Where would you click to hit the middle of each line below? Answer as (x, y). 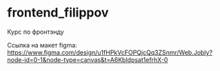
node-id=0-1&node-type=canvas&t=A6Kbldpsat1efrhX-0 (88, 59)
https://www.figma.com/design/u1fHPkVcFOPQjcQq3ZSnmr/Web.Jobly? (110, 52)
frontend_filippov (58, 13)
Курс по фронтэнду (36, 32)
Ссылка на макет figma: (42, 45)
